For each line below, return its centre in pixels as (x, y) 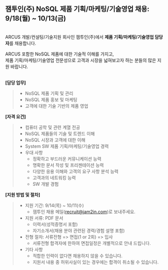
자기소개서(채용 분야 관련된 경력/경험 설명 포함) (78, 230)
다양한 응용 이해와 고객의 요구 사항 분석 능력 (75, 171)
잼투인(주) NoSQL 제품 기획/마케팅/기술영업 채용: (77, 9)
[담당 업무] (16, 83)
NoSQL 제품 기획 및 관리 (49, 93)
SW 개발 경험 (46, 184)
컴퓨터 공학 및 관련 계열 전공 (53, 127)
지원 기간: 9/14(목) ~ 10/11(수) (54, 205)
